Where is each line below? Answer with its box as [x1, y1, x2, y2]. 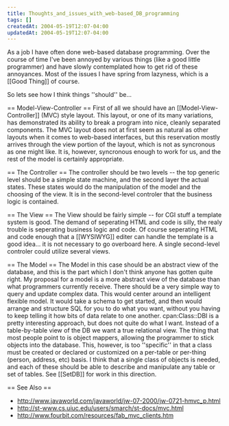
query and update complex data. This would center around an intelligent [7, 290, 211, 298]
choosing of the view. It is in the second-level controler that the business [7, 190, 213, 199]
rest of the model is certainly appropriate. [7, 155, 125, 164]
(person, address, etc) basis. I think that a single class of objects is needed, [7, 355, 221, 364]
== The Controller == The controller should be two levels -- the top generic [7, 168, 220, 177]
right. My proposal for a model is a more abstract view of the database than [7, 276, 221, 284]
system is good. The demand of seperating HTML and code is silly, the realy [7, 218, 223, 227]
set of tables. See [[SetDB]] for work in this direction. [7, 370, 157, 379]
